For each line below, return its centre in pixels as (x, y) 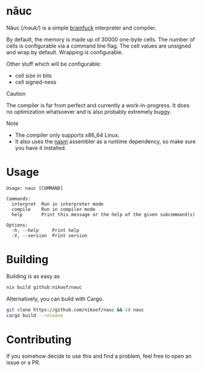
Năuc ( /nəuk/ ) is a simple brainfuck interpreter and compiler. (81, 28)
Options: (17, 225)
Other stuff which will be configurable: (54, 64)
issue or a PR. (23, 363)
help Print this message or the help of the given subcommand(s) (104, 214)
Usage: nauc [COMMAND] (35, 188)
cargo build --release (35, 315)
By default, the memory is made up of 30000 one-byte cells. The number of (101, 39)
